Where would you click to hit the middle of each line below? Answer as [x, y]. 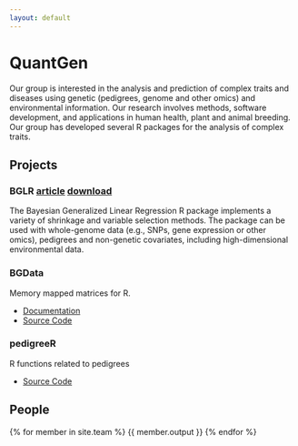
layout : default [40, 18]
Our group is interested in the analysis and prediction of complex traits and [149, 88]
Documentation [51, 310]
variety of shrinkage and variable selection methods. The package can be [148, 220]
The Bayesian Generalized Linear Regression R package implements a [140, 211]
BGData [26, 273]
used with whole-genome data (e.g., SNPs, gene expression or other [138, 230]
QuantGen [49, 62]
